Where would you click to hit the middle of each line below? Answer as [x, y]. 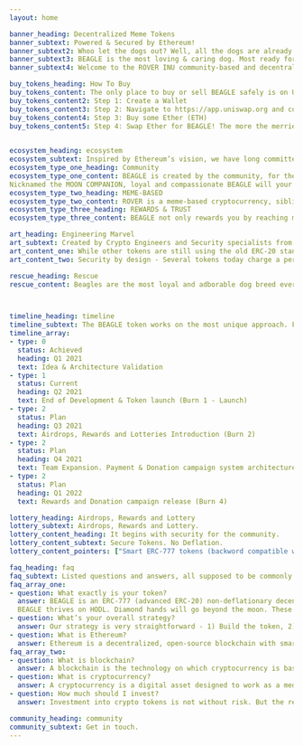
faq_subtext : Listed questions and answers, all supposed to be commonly [151, 576]
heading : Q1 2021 [50, 358]
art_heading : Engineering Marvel [72, 235]
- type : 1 [28, 375]
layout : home [34, 18]
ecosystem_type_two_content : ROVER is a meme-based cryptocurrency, [141, 201]
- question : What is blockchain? [72, 660]
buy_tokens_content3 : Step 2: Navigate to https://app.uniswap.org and [147, 109]
